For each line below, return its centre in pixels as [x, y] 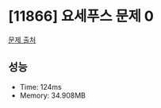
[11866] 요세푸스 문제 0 [81, 16]
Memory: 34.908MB [52, 95]
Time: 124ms [40, 87]
